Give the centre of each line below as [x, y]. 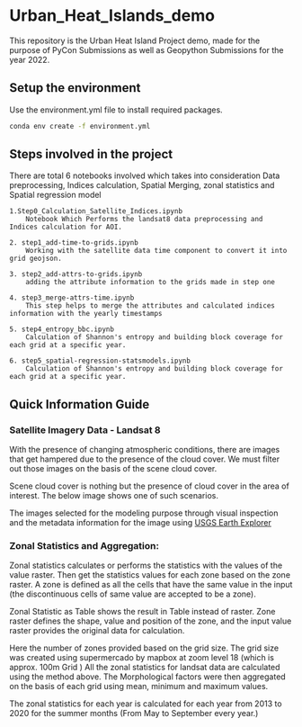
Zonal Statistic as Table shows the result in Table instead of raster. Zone [142, 612]
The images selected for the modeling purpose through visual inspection [144, 513]
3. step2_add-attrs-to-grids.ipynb [76, 274]
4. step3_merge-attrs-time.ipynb [72, 298]
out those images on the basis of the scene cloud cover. [113, 469]
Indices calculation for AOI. [66, 227]
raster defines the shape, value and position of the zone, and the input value [151, 621]
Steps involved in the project [91, 154]
